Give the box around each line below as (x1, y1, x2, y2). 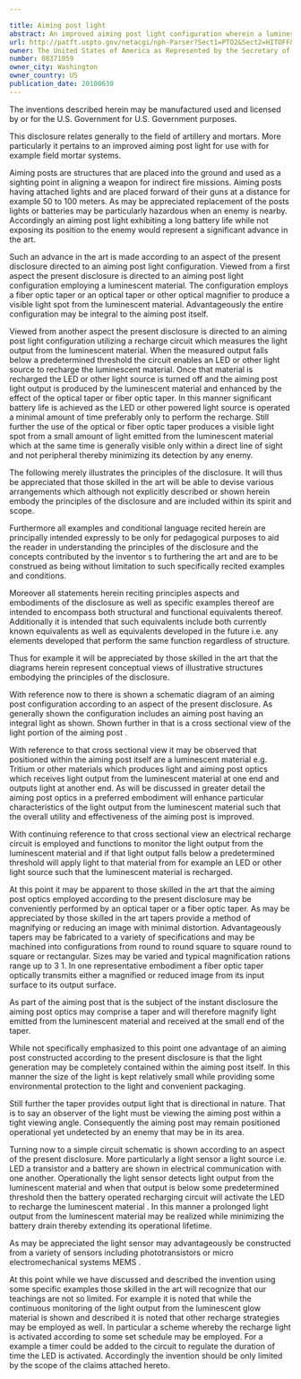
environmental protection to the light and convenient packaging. (9, 1080, 246, 1091)
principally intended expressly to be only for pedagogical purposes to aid (9, 532, 279, 542)
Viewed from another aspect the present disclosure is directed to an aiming (9, 325, 288, 336)
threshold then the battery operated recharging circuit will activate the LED (9, 1192, 285, 1202)
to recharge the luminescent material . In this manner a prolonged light (9, 1201, 269, 1211)
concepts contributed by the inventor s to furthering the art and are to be (9, 551, 279, 561)
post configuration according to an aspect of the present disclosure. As (9, 698, 273, 709)
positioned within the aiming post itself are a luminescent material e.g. (9, 754, 268, 765)
